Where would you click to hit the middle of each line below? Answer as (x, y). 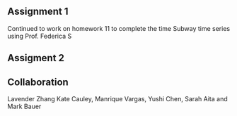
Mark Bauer (24, 107)
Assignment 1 (38, 12)
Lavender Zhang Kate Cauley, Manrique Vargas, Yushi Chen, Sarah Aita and (117, 99)
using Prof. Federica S (40, 36)
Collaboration (38, 82)
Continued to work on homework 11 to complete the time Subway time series (119, 28)
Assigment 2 (36, 58)
